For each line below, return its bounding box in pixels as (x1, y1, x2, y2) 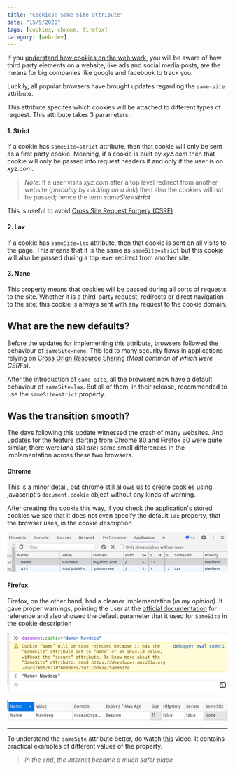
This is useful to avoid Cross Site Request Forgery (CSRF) (7, 207, 173, 215)
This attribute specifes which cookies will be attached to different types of (7, 103, 222, 112)
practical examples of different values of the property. (7, 742, 163, 751)
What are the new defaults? (7, 320, 130, 333)
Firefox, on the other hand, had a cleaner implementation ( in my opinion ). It (7, 597, 223, 605)
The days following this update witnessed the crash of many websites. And (7, 429, 224, 437)
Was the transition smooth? (7, 410, 131, 422)
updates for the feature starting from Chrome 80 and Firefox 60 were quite (7, 436, 222, 445)
